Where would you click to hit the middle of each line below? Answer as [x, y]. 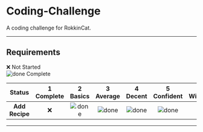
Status [19, 92]
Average [108, 96]
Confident [168, 96]
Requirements [33, 52]
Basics [80, 96]
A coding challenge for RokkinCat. [49, 28]
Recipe [20, 114]
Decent [137, 96]
